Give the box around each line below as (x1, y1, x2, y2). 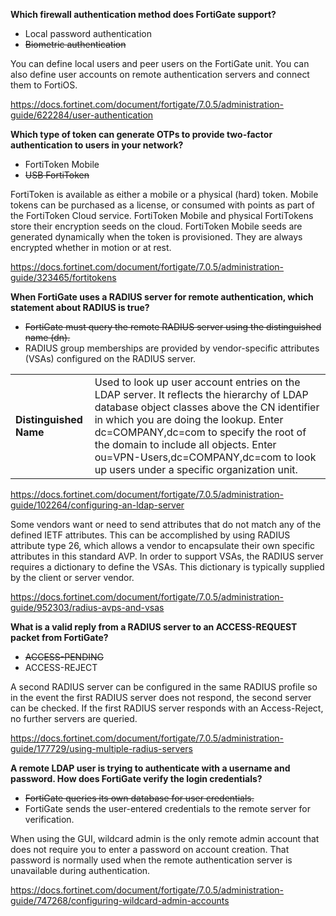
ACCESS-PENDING (24, 651, 105, 663)
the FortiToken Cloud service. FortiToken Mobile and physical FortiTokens (10, 210, 314, 221)
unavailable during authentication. (10, 865, 151, 876)
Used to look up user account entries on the (94, 375, 301, 389)
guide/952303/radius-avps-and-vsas (10, 602, 165, 613)
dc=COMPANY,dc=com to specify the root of (94, 425, 307, 439)
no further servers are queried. (10, 713, 138, 724)
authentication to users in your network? (10, 139, 184, 151)
